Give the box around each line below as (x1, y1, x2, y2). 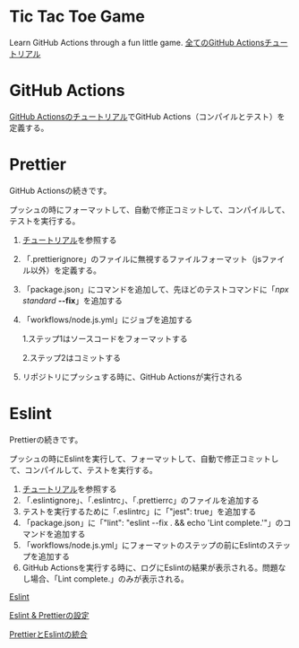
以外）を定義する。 (30, 265, 101, 276)
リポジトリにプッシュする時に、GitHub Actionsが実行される (21, 371, 243, 382)
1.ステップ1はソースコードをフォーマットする (21, 333, 188, 344)
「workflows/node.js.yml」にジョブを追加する (21, 314, 192, 325)
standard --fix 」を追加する (21, 294, 123, 306)
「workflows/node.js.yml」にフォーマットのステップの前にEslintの (21, 539, 268, 550)
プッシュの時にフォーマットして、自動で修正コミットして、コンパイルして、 (9, 204, 290, 215)
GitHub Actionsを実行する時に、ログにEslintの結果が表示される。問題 (21, 562, 279, 573)
